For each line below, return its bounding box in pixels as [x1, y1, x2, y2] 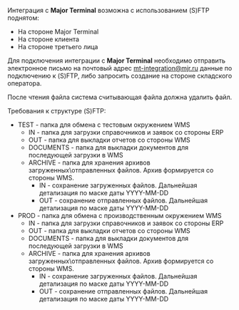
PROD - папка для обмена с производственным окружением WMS [17, 212, 223, 219]
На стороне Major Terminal [17, 28, 99, 36]
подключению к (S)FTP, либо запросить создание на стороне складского [7, 71, 233, 80]
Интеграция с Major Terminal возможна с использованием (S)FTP [7, 6, 210, 14]
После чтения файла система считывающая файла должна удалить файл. [7, 93, 233, 101]
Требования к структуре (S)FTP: [7, 107, 106, 115]
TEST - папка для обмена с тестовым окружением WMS [17, 120, 190, 129]
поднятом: [7, 14, 39, 22]
